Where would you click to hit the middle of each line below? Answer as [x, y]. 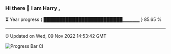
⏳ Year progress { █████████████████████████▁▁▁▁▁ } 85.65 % [83, 19]
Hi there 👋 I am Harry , [33, 8]
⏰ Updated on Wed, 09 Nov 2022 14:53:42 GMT [56, 36]
